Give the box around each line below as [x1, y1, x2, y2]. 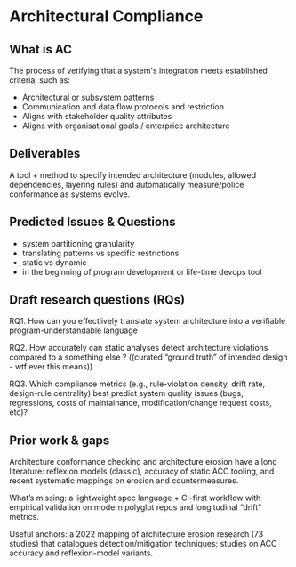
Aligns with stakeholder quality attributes [21, 111, 172, 121]
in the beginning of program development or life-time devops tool [21, 266, 262, 277]
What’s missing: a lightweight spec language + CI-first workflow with [9, 492, 261, 504]
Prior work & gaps [9, 433, 110, 448]
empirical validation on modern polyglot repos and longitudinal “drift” [9, 502, 262, 513]
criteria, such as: [9, 75, 71, 85]
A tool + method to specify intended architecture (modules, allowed [9, 169, 257, 180]
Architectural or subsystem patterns [21, 92, 155, 102]
